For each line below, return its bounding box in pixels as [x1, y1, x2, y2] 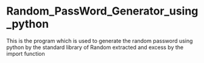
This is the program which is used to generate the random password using [6, 37, 193, 44]
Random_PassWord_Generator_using [6, 4, 199, 18]
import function [6, 50, 45, 57]
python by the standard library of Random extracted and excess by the [6, 44, 184, 51]
